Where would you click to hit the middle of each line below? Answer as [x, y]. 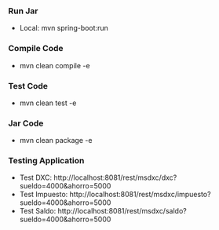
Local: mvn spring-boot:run [64, 28]
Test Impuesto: [44, 195]
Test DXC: [36, 177]
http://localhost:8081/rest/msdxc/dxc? [115, 177]
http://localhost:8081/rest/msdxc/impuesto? [140, 195]
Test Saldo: [38, 211]
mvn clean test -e [48, 103]
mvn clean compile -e [55, 65]
